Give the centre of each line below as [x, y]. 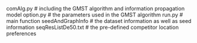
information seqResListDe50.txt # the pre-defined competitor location [92, 27]
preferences [21, 34]
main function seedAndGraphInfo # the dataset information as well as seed [99, 21]
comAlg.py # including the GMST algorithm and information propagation [95, 9]
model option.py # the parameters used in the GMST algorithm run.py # [95, 15]
